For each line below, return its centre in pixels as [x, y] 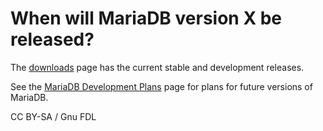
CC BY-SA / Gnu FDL [53, 116]
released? [52, 39]
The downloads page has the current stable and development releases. [157, 67]
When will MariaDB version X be [146, 18]
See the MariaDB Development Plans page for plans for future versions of [161, 86]
